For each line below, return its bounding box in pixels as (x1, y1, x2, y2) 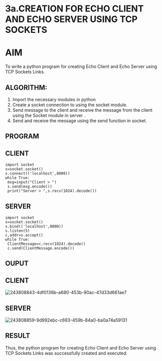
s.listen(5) (5, 228, 30, 233)
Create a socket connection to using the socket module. (12, 102, 128, 108)
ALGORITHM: (5, 83, 47, 92)
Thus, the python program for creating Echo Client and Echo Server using (5, 345, 157, 351)
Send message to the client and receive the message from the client (12, 107, 153, 113)
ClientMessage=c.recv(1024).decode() (7, 241, 86, 246)
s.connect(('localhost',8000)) (5, 171, 70, 176)
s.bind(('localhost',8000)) (5, 224, 64, 229)
